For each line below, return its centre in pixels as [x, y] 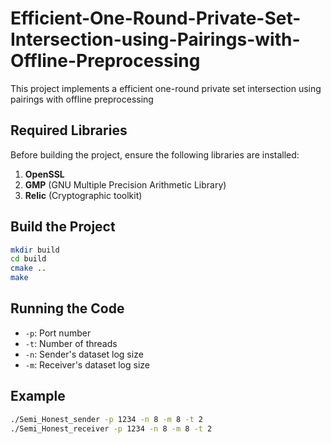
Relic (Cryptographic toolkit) [83, 195]
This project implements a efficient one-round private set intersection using [166, 88]
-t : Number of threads [71, 343]
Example [38, 396]
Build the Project [63, 227]
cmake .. [28, 268]
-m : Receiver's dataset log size [87, 364]
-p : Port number [58, 333]
